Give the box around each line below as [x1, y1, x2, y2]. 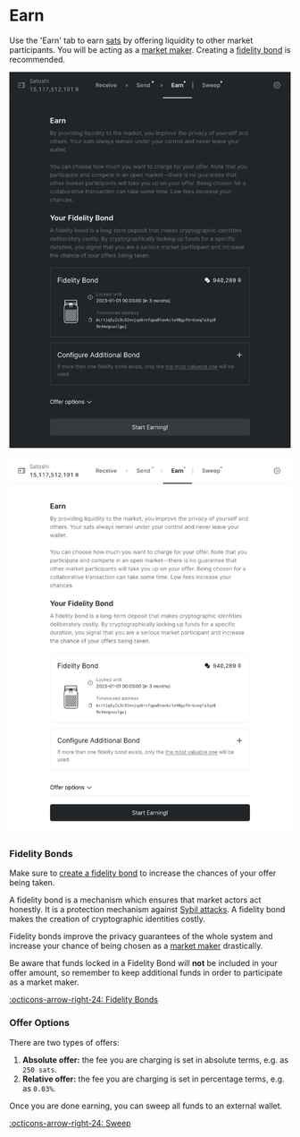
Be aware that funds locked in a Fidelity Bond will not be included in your [9, 958, 279, 969]
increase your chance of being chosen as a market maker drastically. [9, 941, 263, 952]
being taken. [9, 877, 55, 888]
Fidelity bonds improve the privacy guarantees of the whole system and [9, 931, 274, 942]
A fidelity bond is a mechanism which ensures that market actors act [9, 894, 262, 905]
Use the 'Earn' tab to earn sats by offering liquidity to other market [9, 35, 254, 46]
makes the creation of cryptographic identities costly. [9, 914, 205, 925]
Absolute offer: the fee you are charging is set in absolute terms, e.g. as [21, 1054, 288, 1065]
